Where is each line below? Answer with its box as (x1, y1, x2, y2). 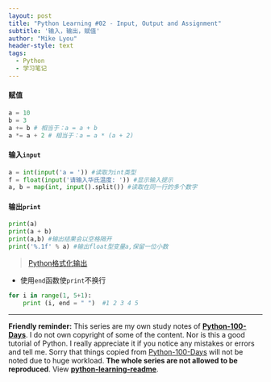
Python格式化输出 (27, 258, 88, 267)
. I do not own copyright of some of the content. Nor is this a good (25, 330, 245, 339)
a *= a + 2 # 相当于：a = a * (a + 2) (8, 131, 135, 140)
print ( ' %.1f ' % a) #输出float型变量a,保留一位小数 (8, 243, 169, 251)
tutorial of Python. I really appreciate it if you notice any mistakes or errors (8, 338, 256, 348)
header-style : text (8, 42, 74, 50)
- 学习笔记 (15, 65, 48, 73)
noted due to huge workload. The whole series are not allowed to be (8, 355, 238, 365)
